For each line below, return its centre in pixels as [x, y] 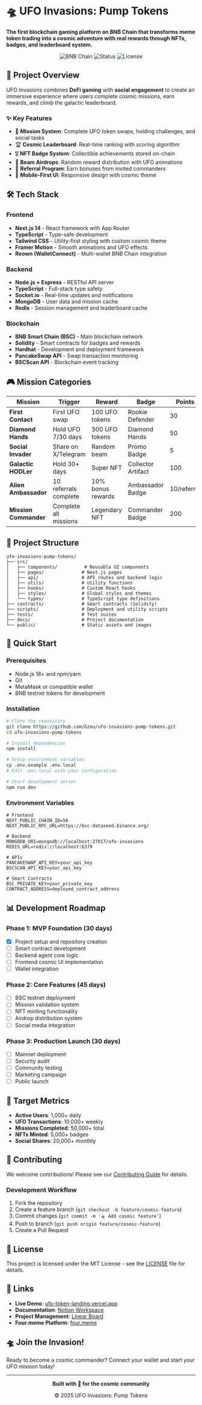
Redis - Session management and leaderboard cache [81, 308]
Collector [141, 464]
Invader [20, 454]
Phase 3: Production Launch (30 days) [63, 1041]
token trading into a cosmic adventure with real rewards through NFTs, [96, 38]
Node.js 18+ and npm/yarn [48, 674]
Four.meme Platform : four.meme [56, 1322]
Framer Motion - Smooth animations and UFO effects [81, 247]
